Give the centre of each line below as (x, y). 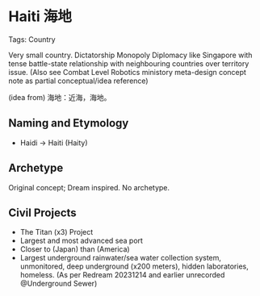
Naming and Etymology (69, 123)
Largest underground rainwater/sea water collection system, (121, 258)
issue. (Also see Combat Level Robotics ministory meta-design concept (127, 72)
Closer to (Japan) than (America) (75, 249)
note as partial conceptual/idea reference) (78, 81)
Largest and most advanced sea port (82, 241)
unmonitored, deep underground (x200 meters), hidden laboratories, (134, 266)
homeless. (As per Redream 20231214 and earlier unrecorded (122, 275)
